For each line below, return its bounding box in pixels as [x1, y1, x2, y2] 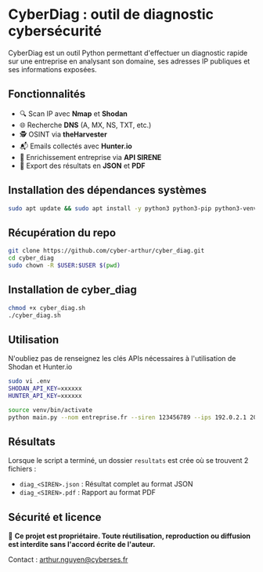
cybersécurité [8, 22, 102, 40]
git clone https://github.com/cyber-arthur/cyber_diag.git [8, 247, 205, 255]
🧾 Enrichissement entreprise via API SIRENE [19, 152, 162, 162]
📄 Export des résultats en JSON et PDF [19, 161, 146, 170]
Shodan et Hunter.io [8, 363, 73, 372]
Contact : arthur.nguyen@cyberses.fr [8, 555, 128, 564]
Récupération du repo [8, 226, 116, 239]
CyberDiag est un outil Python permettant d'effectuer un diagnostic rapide [8, 48, 248, 57]
